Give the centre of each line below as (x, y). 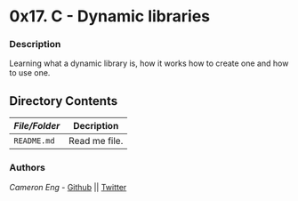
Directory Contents (64, 101)
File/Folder (37, 126)
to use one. (30, 73)
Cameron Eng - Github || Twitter (68, 187)
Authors (28, 168)
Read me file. (96, 141)
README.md (34, 141)
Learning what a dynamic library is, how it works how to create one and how (149, 63)
